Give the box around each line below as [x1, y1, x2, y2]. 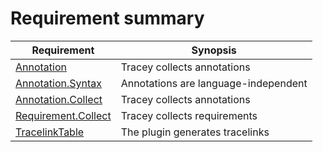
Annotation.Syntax [15, 76, 103, 90]
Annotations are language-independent [120, 76, 308, 90]
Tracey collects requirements [120, 108, 258, 122]
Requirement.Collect [15, 108, 112, 122]
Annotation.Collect [15, 92, 103, 106]
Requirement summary [10, 7, 205, 30]
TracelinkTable [15, 125, 85, 139]
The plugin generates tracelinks [120, 125, 270, 139]
